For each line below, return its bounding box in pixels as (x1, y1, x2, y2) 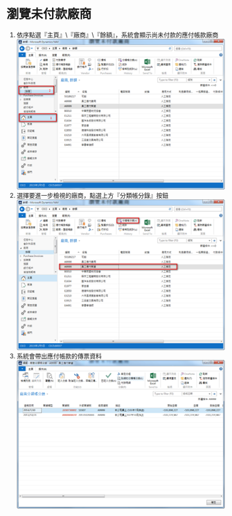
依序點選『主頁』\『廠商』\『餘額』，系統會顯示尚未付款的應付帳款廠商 (16, 31, 219, 39)
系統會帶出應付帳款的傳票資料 (16, 351, 102, 360)
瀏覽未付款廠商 (6, 6, 92, 22)
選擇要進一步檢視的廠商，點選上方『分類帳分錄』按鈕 (16, 191, 169, 199)
